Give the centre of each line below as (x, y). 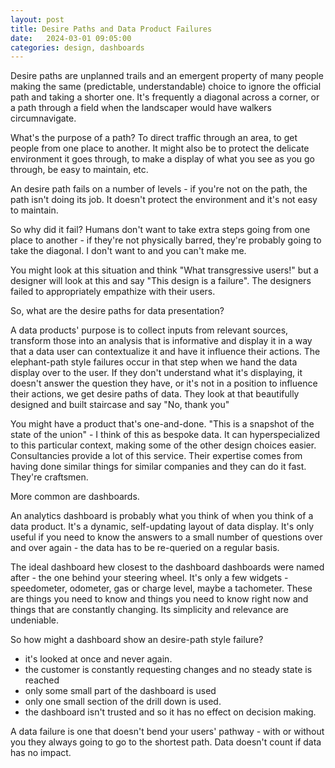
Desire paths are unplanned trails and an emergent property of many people (167, 76)
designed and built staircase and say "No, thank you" (120, 405)
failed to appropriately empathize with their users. (113, 292)
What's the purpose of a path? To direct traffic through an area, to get (154, 138)
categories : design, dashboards (77, 47)
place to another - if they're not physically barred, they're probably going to (166, 240)
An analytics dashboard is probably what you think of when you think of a (162, 516)
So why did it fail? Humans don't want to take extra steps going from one (160, 230)
